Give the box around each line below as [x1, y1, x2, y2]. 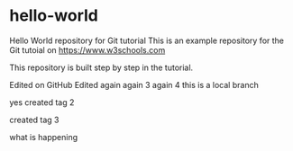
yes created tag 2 [9, 96, 75, 108]
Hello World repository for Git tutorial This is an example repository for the [9, 35, 285, 46]
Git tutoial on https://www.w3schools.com [9, 44, 166, 55]
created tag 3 [9, 114, 60, 125]
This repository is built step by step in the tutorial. [9, 62, 194, 73]
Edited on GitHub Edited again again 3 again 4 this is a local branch [9, 79, 259, 90]
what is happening [9, 131, 78, 142]
